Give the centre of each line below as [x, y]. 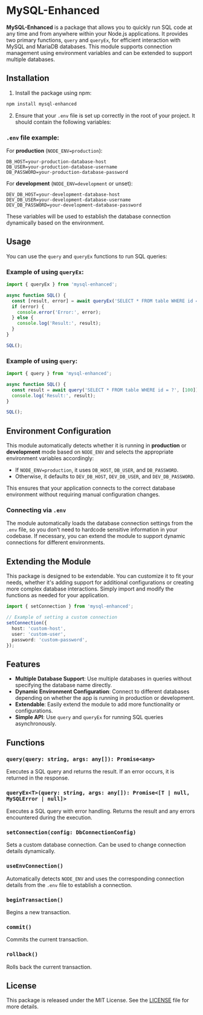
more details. [23, 1007]
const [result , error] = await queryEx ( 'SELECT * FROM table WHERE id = [105, 301]
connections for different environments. [56, 543]
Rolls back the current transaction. [49, 967]
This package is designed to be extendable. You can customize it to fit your [100, 576]
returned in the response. [38, 778]
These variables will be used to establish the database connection [89, 216]
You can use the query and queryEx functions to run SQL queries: [87, 256]
